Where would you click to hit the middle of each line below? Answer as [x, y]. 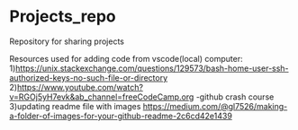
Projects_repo [63, 17]
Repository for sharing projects [67, 41]
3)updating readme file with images [75, 106]
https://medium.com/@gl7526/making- [215, 106]
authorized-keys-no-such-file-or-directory [89, 77]
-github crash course [235, 97]
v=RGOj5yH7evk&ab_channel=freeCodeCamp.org [102, 97]
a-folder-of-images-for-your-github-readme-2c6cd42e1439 [121, 116]
